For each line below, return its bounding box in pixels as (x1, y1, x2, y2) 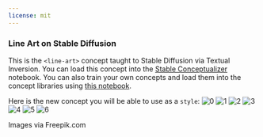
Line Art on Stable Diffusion (8, 37, 116, 48)
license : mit (8, 11, 51, 20)
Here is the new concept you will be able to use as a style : (8, 96, 200, 105)
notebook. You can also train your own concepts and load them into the (8, 72, 242, 82)
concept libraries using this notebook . (8, 81, 132, 90)
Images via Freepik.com (8, 120, 86, 129)
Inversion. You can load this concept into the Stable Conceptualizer (8, 64, 228, 74)
